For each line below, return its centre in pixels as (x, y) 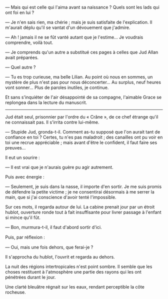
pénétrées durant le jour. (30, 277)
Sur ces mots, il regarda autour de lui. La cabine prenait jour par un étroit (80, 207)
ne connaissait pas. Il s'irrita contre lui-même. (52, 122)
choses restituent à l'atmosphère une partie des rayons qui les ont (73, 272)
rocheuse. (15, 292)
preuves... (15, 148)
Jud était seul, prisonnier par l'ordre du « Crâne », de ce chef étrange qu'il (82, 117)
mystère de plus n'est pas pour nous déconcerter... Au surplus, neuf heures (83, 82)
